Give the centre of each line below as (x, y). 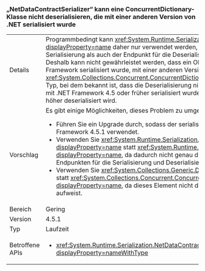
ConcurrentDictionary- (160, 9)
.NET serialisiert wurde (41, 24)
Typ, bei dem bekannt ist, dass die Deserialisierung (119, 86)
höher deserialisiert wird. (81, 101)
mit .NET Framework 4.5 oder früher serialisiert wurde (123, 93)
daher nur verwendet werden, (155, 47)
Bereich (20, 209)
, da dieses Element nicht (157, 185)
